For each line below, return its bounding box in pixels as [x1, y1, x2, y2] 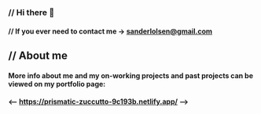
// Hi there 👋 [8, 7, 55, 18]
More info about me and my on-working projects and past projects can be [8, 70, 254, 80]
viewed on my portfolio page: [8, 79, 106, 88]
